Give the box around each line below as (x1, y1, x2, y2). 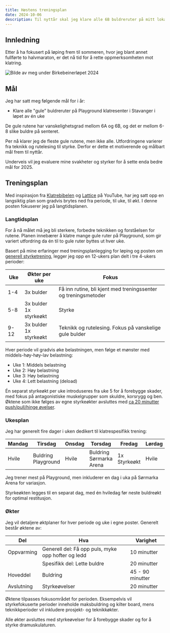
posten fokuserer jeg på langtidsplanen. (5, 203, 89, 209)
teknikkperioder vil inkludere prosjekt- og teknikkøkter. (5, 607, 119, 613)
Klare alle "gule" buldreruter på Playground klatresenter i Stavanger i (12, 108, 156, 114)
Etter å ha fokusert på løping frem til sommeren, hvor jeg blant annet (5, 49, 148, 55)
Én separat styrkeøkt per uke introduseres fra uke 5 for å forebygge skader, (5, 388, 163, 394)
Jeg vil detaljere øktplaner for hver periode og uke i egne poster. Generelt (5, 519, 158, 525)
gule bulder (59, 331, 86, 338)
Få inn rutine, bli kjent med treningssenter (59, 286, 157, 293)
